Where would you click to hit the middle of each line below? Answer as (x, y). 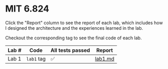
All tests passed (70, 50)
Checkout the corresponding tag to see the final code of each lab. (73, 38)
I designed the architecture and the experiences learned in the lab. (74, 28)
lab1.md (105, 58)
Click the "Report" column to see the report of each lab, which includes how (84, 23)
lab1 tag (36, 58)
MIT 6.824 (27, 9)
